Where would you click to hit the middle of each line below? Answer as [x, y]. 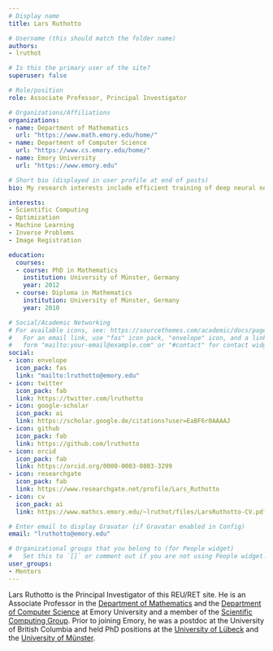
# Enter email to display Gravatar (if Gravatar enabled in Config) [127, 526]
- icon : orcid [32, 451]
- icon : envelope [38, 360]
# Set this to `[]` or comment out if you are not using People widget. [138, 557]
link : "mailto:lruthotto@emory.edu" [78, 375]
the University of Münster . [52, 638]
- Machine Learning [41, 225]
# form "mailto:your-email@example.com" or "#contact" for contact [129, 345]
